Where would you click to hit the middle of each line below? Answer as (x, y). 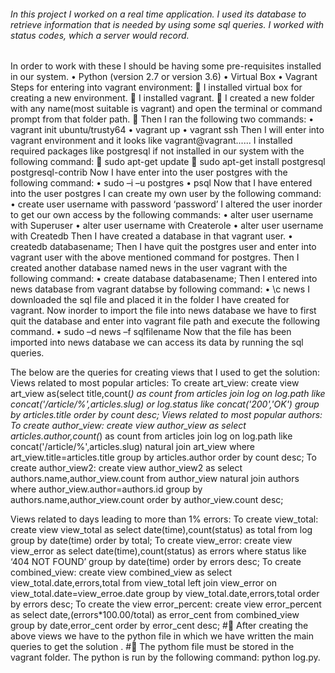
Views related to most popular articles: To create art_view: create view (155, 383)
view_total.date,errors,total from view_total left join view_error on (143, 583)
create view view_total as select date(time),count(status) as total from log (161, 530)
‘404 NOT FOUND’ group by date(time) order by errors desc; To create (156, 562)
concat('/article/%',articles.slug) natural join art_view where (133, 447)
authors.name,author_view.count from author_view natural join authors (155, 479)
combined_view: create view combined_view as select (121, 572)
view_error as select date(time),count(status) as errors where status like (158, 551)
